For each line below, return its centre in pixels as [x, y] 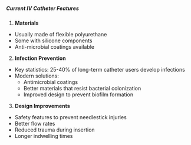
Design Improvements [42, 106]
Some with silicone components [53, 41]
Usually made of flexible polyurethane [61, 34]
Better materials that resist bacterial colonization [82, 88]
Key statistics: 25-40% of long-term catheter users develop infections [100, 69]
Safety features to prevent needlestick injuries [70, 117]
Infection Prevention [40, 58]
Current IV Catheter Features [43, 8]
